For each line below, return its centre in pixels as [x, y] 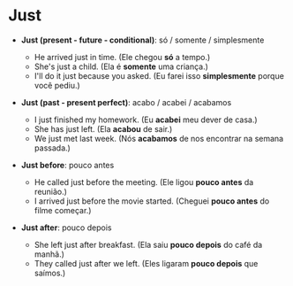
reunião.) [51, 191]
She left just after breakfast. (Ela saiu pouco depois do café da [148, 244]
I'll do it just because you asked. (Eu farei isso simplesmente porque [159, 75]
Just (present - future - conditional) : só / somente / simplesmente [143, 40]
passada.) [53, 148]
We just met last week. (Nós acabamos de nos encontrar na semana [159, 138]
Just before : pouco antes [68, 165]
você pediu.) [57, 85]
